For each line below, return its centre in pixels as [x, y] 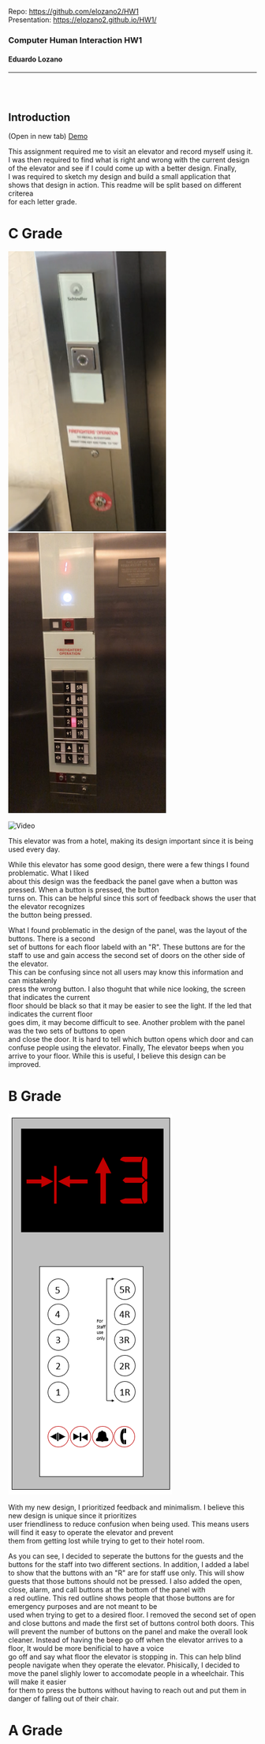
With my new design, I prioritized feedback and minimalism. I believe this [126, 1507]
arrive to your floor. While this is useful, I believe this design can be [117, 1056]
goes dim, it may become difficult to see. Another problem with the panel [127, 1022]
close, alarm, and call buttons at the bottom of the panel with [107, 1589]
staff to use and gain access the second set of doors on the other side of [127, 955]
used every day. [34, 849]
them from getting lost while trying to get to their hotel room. [106, 1540]
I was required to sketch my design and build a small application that [119, 176]
